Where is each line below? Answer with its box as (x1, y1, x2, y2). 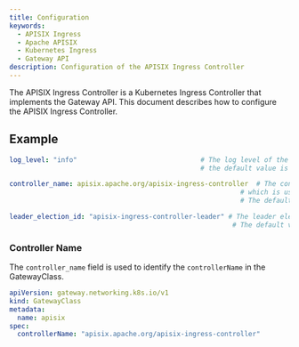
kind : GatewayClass (9, 296, 82, 305)
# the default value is (199, 164, 289, 173)
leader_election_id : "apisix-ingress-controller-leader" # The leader (9, 213, 277, 222)
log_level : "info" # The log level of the (9, 155, 289, 165)
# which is (239, 188, 280, 197)
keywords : (9, 21, 46, 30)
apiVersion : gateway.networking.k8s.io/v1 (9, 288, 169, 298)
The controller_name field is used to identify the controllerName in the (9, 262, 266, 272)
